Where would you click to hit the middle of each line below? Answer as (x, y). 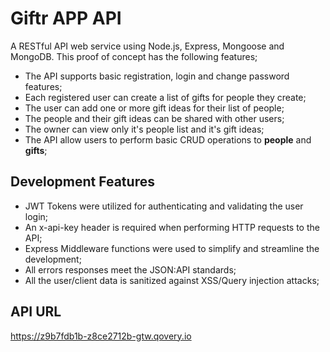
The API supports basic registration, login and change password (157, 76)
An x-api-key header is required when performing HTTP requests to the (172, 227)
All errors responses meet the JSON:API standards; (130, 269)
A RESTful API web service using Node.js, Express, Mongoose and (147, 46)
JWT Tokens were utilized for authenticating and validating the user (164, 206)
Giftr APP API (66, 18)
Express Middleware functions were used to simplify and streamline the (172, 248)
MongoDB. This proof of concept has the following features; (134, 56)
